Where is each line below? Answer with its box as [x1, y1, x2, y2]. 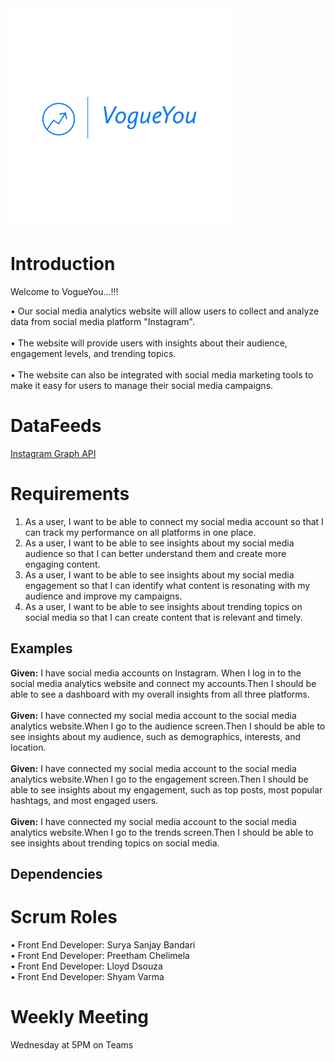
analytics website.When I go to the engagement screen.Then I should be [10, 773, 309, 785]
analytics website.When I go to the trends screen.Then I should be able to [10, 826, 314, 838]
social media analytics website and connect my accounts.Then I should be [10, 677, 317, 689]
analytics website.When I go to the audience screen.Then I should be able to [10, 720, 326, 732]
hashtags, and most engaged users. [10, 794, 159, 806]
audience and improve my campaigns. [24, 590, 183, 602]
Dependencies [10, 866, 103, 883]
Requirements [10, 483, 130, 506]
